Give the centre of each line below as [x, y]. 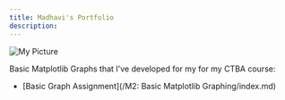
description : [34, 26]
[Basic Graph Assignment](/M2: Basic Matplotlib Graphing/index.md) [149, 86]
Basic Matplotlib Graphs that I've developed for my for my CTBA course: [142, 69]
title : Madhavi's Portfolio [62, 17]
